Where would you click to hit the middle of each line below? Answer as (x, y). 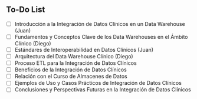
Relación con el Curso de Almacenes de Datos (71, 77)
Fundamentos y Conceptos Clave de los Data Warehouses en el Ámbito (101, 37)
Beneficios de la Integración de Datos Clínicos (70, 70)
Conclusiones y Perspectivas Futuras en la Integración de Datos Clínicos (103, 90)
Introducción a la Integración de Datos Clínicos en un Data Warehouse (100, 24)
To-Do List (26, 10)
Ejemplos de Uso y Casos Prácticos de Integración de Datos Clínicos (98, 83)
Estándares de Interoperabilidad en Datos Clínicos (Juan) (84, 49)
